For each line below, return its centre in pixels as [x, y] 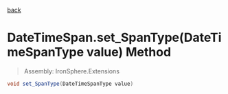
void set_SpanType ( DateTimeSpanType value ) [70, 84]
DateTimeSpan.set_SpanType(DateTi [114, 38]
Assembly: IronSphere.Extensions [72, 71]
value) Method [129, 52]
